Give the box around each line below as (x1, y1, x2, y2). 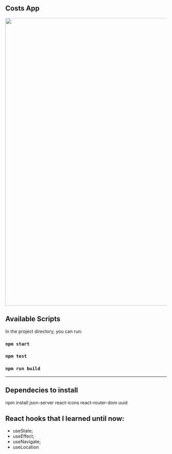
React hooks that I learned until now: (5, 414, 124, 423)
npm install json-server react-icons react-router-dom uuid (5, 399, 128, 405)
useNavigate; (12, 439, 41, 445)
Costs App (5, 4, 40, 13)
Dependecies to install (5, 386, 78, 395)
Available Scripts (5, 314, 60, 324)
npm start (5, 341, 30, 347)
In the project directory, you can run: (5, 328, 82, 334)
